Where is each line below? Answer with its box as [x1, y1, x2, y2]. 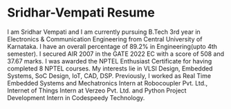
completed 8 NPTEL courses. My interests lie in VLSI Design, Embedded [7, 64, 213, 72]
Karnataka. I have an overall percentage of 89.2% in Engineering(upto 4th [7, 42, 218, 50]
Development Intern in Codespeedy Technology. [7, 93, 145, 101]
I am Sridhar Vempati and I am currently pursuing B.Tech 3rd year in [7, 28, 201, 36]
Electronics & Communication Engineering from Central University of [7, 34, 203, 43]
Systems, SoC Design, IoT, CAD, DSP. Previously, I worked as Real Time [7, 71, 212, 80]
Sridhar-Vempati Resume [7, 5, 156, 21]
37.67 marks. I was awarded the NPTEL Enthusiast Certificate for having [7, 57, 212, 65]
